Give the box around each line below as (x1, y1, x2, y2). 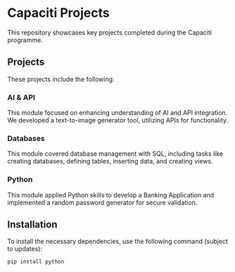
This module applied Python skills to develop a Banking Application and (7, 190, 215, 199)
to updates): (7, 245, 43, 253)
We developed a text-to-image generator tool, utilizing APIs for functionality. (7, 116, 229, 125)
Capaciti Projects (7, 5, 110, 21)
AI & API (7, 92, 35, 102)
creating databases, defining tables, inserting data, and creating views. (7, 157, 213, 166)
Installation (7, 218, 58, 230)
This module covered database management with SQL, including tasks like (7, 149, 224, 158)
